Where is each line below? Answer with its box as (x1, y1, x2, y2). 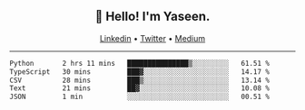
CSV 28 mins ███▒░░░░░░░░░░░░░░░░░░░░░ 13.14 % (9, 76, 271, 85)
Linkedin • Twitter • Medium (99, 32, 206, 43)
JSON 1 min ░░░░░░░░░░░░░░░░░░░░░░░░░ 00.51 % (9, 92, 271, 102)
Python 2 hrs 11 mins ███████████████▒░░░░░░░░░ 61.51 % (9, 59, 271, 68)
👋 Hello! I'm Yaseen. (94, 9, 211, 24)
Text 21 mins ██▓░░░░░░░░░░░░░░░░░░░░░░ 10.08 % (9, 84, 271, 93)
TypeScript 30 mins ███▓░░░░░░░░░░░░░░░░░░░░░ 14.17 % (9, 67, 271, 77)
